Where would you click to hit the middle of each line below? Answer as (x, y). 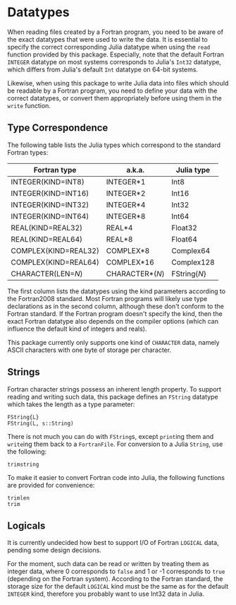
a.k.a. (135, 170)
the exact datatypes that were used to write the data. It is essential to (107, 39)
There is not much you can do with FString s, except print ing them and (111, 436)
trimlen (19, 498)
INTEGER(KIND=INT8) (48, 182)
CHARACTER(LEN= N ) (47, 274)
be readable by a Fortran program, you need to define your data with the (112, 90)
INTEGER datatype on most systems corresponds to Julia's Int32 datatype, (114, 61)
